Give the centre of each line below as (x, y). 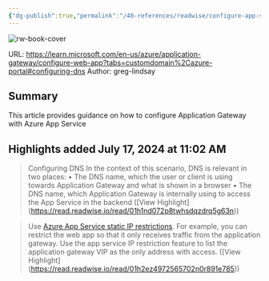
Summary (33, 96)
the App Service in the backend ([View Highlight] (108, 203)
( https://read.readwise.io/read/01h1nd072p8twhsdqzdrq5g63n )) (133, 211)
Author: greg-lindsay (121, 71)
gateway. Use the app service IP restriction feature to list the (128, 243)
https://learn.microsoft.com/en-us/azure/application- (114, 54)
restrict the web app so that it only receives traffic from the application (144, 235)
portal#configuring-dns (47, 71)
